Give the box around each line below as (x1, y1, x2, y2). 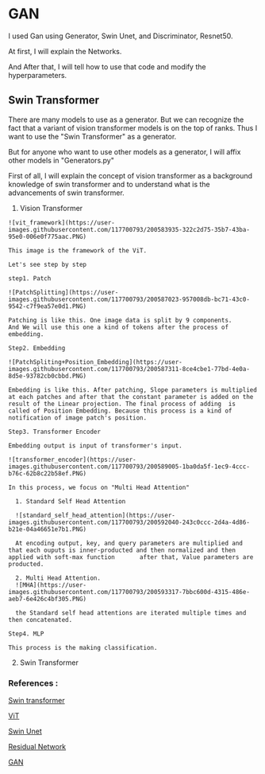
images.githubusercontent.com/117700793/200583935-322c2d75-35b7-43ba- (8, 225, 250, 233)
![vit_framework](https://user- (8, 218, 115, 227)
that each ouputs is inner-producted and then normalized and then (8, 546, 236, 554)
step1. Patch (8, 274, 52, 283)
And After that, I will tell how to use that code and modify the (8, 61, 206, 72)
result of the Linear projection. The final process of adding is (8, 400, 236, 408)
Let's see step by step (8, 260, 87, 268)
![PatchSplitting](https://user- (8, 288, 119, 296)
